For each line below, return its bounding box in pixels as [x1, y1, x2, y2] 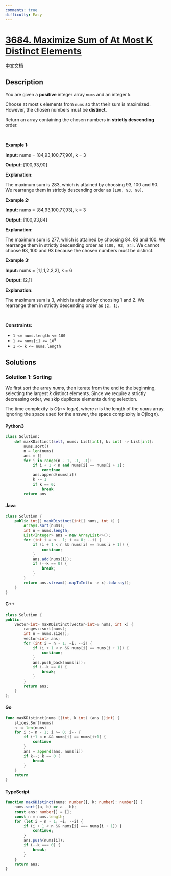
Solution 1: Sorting [5, 373, 52, 380]
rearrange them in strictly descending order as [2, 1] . [5, 302, 120, 309]
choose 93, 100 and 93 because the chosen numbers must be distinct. [5, 248, 154, 254]
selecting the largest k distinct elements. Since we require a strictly [5, 390, 146, 397]
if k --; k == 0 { [23, 753, 60, 759]
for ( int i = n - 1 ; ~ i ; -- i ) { [23, 641, 93, 646]
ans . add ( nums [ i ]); [32, 556, 72, 562]
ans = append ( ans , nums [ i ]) [23, 749, 83, 754]
